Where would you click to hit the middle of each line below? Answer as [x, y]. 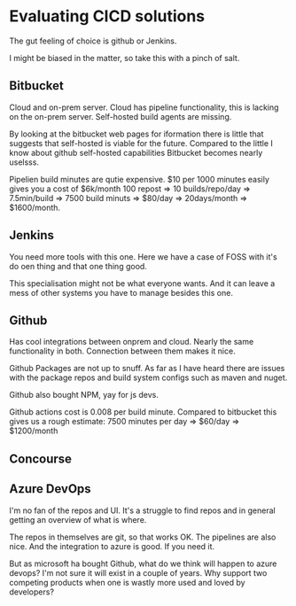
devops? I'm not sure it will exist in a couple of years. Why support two [138, 572]
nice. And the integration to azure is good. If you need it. [112, 546]
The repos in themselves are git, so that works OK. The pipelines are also [143, 537]
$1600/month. [35, 207]
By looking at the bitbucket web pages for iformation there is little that [136, 134]
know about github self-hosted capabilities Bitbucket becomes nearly [136, 152]
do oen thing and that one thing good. [78, 266]
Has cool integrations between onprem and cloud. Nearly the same [132, 342]
